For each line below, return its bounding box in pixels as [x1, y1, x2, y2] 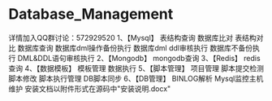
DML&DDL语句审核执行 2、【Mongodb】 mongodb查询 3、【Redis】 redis [17, 53, 261, 63]
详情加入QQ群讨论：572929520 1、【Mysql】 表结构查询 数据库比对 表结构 [8, 33, 257, 42]
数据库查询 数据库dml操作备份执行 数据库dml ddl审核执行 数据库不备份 [17, 42, 253, 53]
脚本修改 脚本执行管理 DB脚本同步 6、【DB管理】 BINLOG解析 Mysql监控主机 [8, 73, 264, 83]
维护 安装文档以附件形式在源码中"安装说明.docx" [8, 83, 171, 94]
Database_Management [8, 5, 174, 24]
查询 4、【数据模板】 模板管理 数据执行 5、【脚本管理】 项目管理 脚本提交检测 [8, 63, 264, 73]
